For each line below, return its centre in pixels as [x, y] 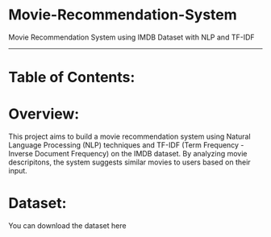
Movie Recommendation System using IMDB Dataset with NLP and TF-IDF [132, 37]
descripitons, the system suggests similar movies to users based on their [130, 162]
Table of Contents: [72, 77]
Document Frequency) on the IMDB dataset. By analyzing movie [141, 154]
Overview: [44, 114]
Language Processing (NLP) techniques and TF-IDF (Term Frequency [124, 145]
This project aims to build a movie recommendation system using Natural [130, 137]
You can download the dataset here [67, 226]
